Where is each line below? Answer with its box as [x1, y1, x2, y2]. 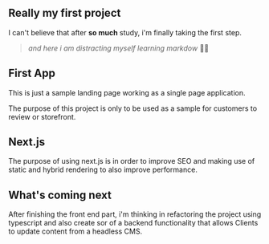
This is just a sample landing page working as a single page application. [8, 87, 247, 97]
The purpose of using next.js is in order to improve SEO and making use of [8, 157, 255, 166]
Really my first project [8, 6, 121, 20]
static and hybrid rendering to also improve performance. [8, 165, 198, 175]
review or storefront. [8, 112, 76, 121]
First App [8, 67, 56, 80]
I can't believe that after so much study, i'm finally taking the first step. [8, 27, 243, 37]
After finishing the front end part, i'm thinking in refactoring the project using [8, 209, 262, 219]
